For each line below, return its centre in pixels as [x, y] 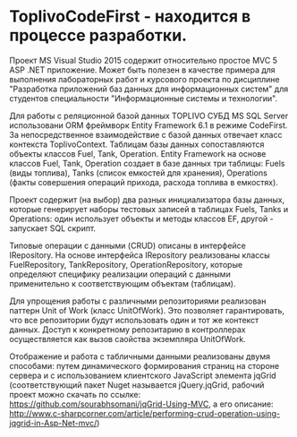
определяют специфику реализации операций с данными [120, 274]
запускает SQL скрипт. [53, 228]
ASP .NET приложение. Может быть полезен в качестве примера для [142, 70]
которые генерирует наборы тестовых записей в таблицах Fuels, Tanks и [149, 209]
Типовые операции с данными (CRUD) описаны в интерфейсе [127, 245]
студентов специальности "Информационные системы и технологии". [144, 98]
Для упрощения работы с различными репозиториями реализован [138, 301]
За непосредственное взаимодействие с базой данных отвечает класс [146, 134]
